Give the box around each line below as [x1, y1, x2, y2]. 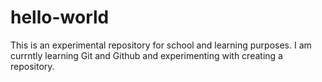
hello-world [10, 6, 110, 29]
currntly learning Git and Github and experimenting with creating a [10, 49, 283, 61]
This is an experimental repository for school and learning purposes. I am [10, 39, 312, 51]
